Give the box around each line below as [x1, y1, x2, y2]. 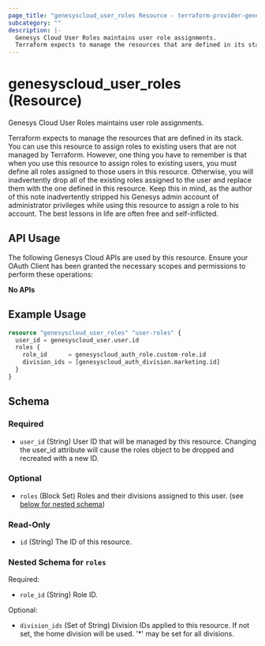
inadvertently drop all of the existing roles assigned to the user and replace [8, 176, 252, 185]
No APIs [8, 285, 35, 294]
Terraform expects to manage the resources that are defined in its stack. [8, 134, 244, 143]
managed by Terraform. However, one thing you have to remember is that [8, 150, 247, 160]
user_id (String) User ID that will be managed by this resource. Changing [19, 436, 256, 446]
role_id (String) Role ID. [19, 590, 99, 599]
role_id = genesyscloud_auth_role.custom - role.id [22, 351, 207, 359]
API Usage [8, 232, 61, 245]
